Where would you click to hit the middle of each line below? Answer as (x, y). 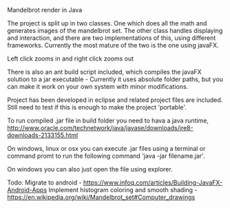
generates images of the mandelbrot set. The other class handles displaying (115, 31)
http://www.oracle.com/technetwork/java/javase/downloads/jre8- (101, 128)
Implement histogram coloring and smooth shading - (123, 190)
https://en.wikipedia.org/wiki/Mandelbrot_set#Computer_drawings (101, 197)
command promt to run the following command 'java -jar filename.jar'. (106, 156)
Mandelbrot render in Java (45, 10)
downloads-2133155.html (43, 135)
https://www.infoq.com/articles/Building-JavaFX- (153, 183)
